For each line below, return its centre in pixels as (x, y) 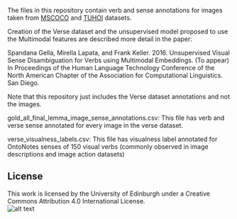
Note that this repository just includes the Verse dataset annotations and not (119, 96)
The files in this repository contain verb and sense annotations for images (115, 10)
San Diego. (23, 83)
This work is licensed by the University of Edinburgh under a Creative (109, 193)
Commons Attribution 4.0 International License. (76, 201)
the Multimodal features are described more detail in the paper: (100, 39)
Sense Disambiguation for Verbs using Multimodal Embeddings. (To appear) (118, 60)
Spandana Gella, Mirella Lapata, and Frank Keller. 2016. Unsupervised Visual (119, 53)
